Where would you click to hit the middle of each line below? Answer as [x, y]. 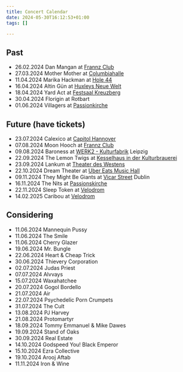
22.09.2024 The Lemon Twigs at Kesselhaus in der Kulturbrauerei [96, 158]
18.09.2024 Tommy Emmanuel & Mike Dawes [70, 325]
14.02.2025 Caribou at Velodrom [55, 196]
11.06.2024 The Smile [41, 236]
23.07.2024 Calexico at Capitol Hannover [65, 139]
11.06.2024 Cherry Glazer [46, 242]
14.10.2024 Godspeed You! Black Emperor [66, 344]
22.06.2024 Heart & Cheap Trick [55, 255]
